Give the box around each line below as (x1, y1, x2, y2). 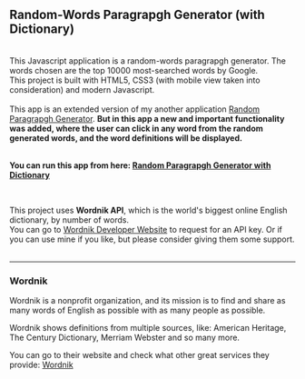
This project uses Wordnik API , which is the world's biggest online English (9, 204, 288, 215)
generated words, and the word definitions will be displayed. (9, 132, 243, 144)
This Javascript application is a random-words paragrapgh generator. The (9, 55, 286, 66)
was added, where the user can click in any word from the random (9, 123, 263, 134)
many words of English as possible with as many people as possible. (9, 304, 266, 316)
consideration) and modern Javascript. (9, 84, 155, 95)
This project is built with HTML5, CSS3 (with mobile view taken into (9, 75, 261, 85)
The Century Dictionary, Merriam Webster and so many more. (9, 332, 241, 344)
